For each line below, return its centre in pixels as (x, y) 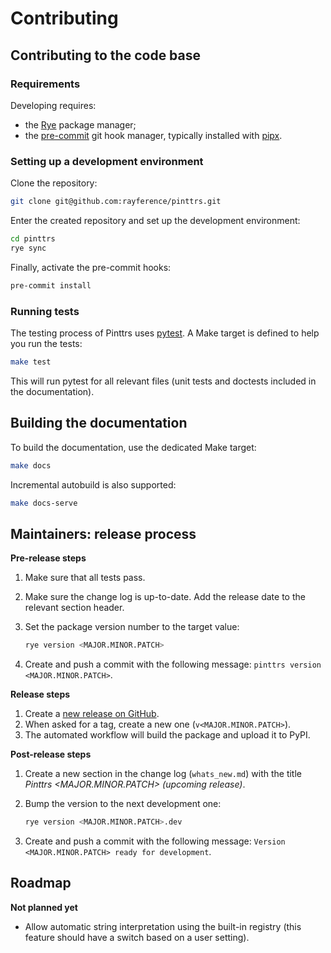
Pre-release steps (48, 558)
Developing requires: (53, 105)
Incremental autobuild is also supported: (93, 484)
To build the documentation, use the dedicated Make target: (133, 447)
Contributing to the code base (106, 55)
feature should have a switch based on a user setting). (137, 937)
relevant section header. (74, 608)
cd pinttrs (33, 239)
